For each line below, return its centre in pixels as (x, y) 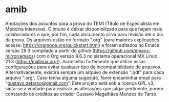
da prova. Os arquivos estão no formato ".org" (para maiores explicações (82, 40)
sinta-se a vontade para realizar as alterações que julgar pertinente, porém (84, 88)
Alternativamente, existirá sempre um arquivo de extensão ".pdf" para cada (85, 72)
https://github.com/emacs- (122, 50)
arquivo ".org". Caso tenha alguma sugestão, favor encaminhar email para (83, 78)
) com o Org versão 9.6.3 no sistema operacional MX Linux (95, 56)
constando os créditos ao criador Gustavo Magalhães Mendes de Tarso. (81, 94)
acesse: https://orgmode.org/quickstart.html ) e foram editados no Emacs (82, 45)
